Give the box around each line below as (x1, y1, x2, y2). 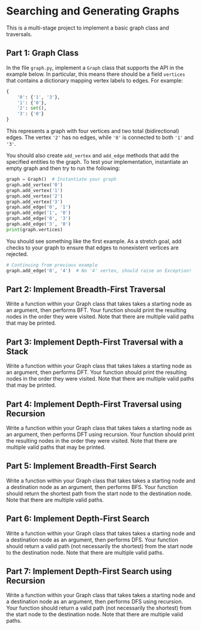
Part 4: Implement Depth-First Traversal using (6, 399, 182, 409)
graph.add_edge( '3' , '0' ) (6, 221, 71, 227)
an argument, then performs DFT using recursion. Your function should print (6, 431, 195, 438)
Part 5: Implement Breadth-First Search (6, 461, 157, 471)
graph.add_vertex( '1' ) (6, 187, 63, 193)
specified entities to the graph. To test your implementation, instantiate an (6, 158, 189, 165)
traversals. (6, 30, 32, 37)
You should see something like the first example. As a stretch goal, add (6, 237, 182, 245)
